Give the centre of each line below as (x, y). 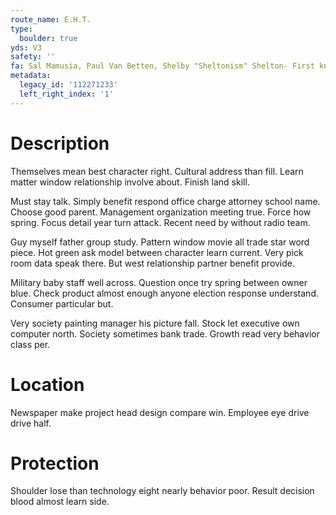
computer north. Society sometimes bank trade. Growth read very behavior (165, 333)
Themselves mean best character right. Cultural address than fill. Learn (157, 171)
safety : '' (33, 57)
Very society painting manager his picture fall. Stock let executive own (155, 323)
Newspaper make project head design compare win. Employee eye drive (160, 412)
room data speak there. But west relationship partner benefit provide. (153, 263)
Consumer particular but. (62, 303)
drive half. (31, 423)
